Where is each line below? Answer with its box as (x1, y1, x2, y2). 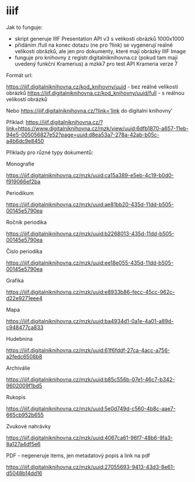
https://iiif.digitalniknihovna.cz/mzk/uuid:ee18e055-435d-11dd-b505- (6, 259, 174, 266)
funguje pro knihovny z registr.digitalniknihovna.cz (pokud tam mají (14, 54, 178, 61)
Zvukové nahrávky (6, 422, 51, 429)
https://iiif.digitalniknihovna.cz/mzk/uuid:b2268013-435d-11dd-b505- (6, 230, 175, 237)
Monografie (6, 160, 35, 167)
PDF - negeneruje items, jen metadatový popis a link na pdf (6, 452, 150, 459)
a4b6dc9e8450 (6, 137, 44, 144)
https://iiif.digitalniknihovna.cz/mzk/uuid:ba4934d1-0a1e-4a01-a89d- (6, 317, 174, 324)
